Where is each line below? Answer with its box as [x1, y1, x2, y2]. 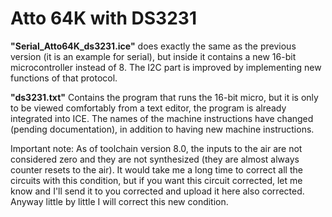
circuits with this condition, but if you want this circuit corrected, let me [10, 174, 303, 186]
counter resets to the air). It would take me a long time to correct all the [10, 163, 303, 176]
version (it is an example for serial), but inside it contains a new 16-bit [10, 50, 297, 62]
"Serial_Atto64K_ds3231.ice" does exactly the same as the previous [10, 40, 297, 52]
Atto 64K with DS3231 [10, 7, 197, 30]
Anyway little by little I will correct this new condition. [10, 195, 229, 207]
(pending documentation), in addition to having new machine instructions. [10, 123, 315, 135]
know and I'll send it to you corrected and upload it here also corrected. [10, 185, 305, 197]
